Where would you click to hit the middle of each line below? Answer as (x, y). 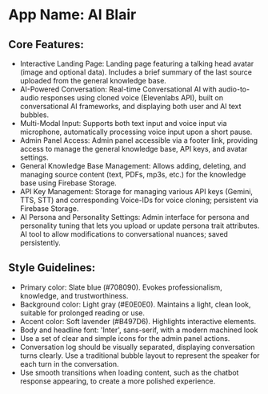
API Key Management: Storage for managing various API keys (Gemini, (136, 191)
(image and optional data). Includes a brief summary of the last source (136, 72)
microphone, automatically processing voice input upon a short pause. (136, 132)
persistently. (40, 243)
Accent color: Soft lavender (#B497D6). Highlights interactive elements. (138, 321)
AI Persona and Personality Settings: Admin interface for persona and (134, 217)
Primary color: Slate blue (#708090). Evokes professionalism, (121, 287)
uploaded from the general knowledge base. (93, 81)
